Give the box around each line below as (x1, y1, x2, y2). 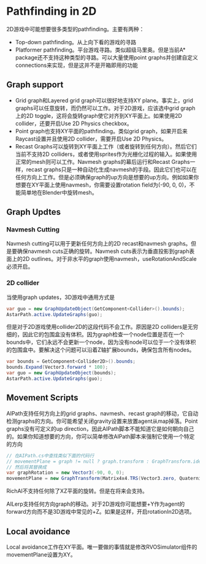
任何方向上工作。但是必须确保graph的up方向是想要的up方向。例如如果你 (15, 173, 199, 180)
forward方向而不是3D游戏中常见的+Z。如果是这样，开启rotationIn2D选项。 (6, 508, 195, 516)
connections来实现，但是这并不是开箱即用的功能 (15, 61, 138, 69)
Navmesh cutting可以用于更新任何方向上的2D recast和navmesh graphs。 (6, 240, 191, 247)
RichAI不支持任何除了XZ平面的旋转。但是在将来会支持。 (6, 487, 148, 495)
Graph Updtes (6, 207, 61, 217)
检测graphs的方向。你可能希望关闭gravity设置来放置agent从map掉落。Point (6, 417, 198, 425)
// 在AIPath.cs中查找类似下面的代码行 (6, 452, 94, 458)
